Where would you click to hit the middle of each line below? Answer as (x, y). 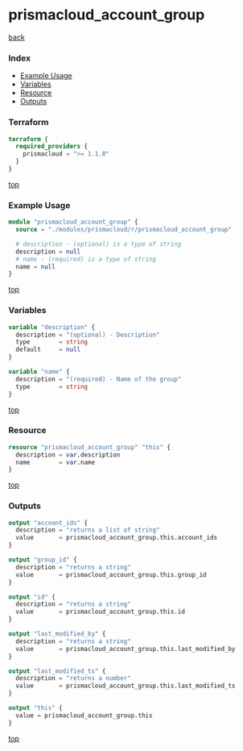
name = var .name (55, 462)
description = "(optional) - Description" (88, 335)
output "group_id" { (43, 560)
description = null (48, 252)
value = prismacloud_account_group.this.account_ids (117, 538)
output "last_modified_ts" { (57, 671)
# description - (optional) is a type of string (99, 244)
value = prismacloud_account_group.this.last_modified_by (126, 649)
